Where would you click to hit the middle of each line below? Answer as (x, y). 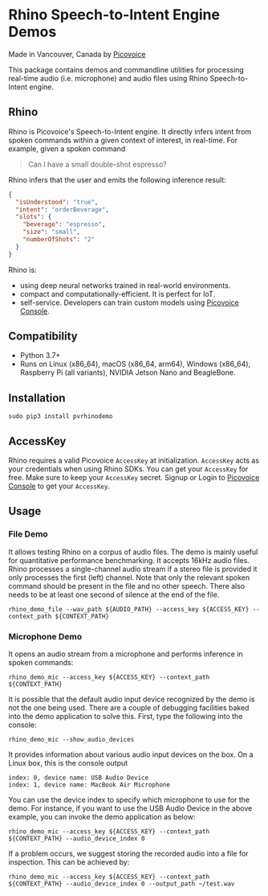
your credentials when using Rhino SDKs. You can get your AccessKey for (128, 469)
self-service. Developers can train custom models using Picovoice (129, 302)
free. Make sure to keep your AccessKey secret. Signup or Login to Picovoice (134, 478)
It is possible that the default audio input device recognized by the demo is (132, 699)
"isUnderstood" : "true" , (57, 202)
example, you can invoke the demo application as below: (102, 817)
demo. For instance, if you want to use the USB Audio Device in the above (130, 808)
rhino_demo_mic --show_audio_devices (71, 740)
